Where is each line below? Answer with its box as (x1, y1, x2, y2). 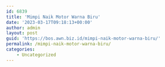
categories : (6, 47, 35, 52)
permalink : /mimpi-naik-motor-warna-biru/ (6, 41, 111, 47)
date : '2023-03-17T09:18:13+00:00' (6, 19, 93, 25)
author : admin (6, 24, 41, 31)
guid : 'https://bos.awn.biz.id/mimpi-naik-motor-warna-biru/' (6, 36, 161, 41)
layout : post (6, 30, 38, 36)
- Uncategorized (16, 52, 57, 58)
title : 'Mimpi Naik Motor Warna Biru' (6, 14, 101, 20)
